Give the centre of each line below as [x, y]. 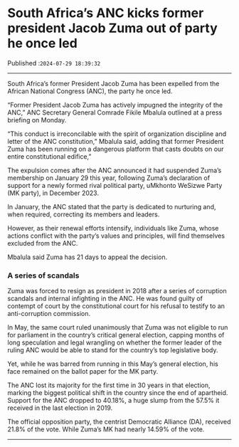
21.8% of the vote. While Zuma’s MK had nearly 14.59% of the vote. [106, 429]
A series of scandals [43, 275]
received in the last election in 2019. [60, 408]
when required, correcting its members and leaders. [84, 214]
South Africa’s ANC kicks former [106, 13]
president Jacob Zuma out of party [113, 28]
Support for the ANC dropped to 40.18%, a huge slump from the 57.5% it [113, 401]
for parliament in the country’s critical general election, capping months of [116, 335]
